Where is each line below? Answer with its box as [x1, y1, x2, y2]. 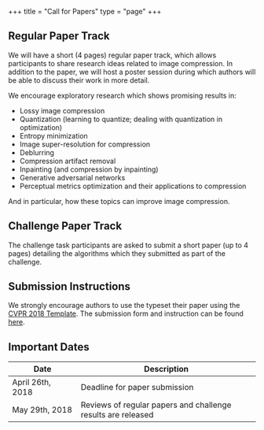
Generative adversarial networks [19, 172, 126, 182]
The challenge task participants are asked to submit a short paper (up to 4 [8, 240, 249, 250]
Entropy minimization [19, 131, 88, 140]
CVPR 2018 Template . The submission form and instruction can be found [8, 309, 244, 318]
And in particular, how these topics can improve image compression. [8, 196, 230, 206]
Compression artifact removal [19, 156, 116, 165]
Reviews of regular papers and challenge [80, 399, 232, 410]
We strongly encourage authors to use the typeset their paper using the [8, 301, 240, 310]
